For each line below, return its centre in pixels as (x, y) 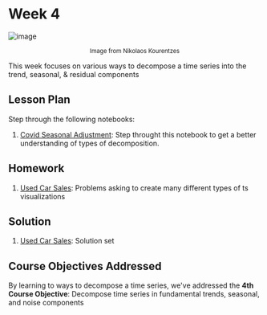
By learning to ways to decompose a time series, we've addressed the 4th (131, 285)
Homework (36, 168)
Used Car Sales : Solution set (67, 241)
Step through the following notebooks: (71, 119)
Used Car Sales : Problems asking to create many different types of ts (134, 188)
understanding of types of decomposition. (89, 143)
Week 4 (34, 14)
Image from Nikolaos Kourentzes (135, 51)
